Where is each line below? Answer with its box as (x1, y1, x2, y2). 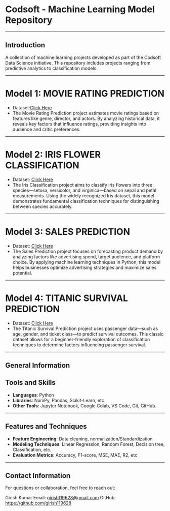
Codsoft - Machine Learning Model (5, 4, 155, 15)
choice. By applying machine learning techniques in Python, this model (12, 259, 161, 265)
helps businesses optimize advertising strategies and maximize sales (12, 264, 157, 270)
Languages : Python (12, 392, 54, 398)
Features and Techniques (5, 422, 87, 431)
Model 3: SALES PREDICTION (5, 226, 131, 237)
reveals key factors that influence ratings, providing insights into (12, 121, 147, 127)
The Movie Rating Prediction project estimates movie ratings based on (12, 110, 159, 116)
